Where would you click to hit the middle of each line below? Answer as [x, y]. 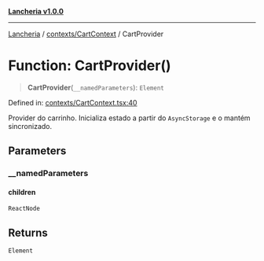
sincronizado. [30, 126]
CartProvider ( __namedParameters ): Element [96, 87]
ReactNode [24, 209]
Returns [28, 232]
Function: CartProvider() [90, 66]
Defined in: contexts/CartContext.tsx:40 [73, 102]
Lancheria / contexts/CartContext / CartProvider [86, 34]
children [22, 192]
